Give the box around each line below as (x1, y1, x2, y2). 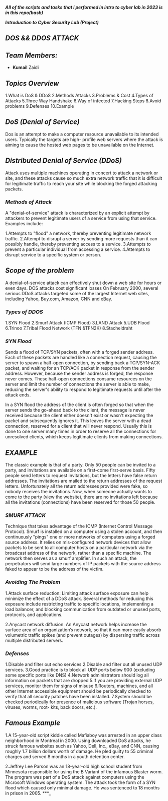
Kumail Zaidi (12, 64, 39, 71)
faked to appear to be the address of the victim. (5, 566, 104, 572)
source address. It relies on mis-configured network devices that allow (5, 539, 151, 546)
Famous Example (5, 719, 61, 727)
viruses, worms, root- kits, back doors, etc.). (5, 704, 97, 710)
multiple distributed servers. (5, 637, 64, 643)
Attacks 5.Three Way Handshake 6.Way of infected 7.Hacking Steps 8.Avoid (5, 98, 161, 104)
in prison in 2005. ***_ (5, 790, 51, 796)
